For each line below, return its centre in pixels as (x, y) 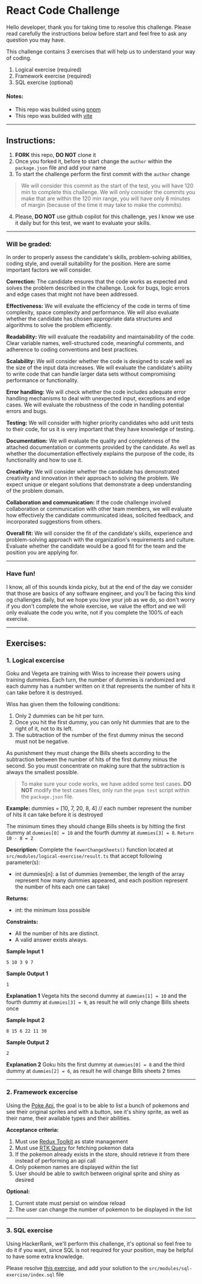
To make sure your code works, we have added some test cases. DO (106, 784)
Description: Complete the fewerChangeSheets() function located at (90, 850)
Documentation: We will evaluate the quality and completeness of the (93, 441)
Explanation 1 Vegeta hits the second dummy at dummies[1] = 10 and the (96, 996)
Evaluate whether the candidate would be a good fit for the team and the (96, 546)
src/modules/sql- (170, 1268)
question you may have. (36, 40)
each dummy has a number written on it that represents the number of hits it (101, 686)
